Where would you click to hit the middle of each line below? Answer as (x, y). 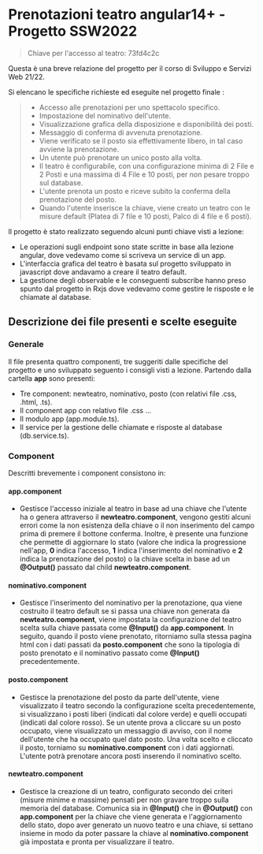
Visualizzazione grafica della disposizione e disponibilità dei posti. (146, 124)
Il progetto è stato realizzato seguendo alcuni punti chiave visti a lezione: (126, 231)
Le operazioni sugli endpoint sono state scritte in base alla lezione (126, 247)
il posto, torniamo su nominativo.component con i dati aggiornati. (127, 748)
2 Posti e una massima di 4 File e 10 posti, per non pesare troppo (144, 174)
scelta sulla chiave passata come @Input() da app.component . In (126, 628)
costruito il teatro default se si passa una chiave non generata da (124, 611)
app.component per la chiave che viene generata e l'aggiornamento (131, 816)
